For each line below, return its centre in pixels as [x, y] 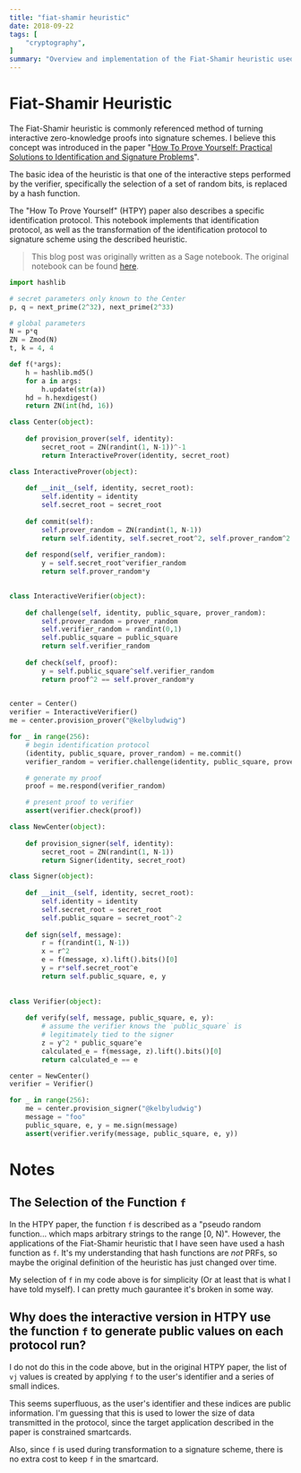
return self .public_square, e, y [104, 976]
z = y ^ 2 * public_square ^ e [92, 1043]
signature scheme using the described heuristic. [99, 239]
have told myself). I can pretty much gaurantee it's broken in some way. [142, 1289]
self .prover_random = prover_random [110, 621]
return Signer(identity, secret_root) [114, 860]
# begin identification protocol [88, 745]
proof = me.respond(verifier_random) [96, 786]
